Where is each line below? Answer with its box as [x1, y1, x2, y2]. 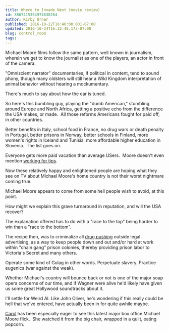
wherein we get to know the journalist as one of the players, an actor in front [5, 55, 164, 61]
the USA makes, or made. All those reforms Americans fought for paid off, [5, 111, 160, 117]
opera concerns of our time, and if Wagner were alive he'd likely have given [5, 280, 162, 286]
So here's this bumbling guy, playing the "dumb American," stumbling [5, 100, 150, 106]
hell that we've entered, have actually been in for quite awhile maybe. [5, 301, 150, 307]
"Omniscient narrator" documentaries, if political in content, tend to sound [5, 70, 159, 76]
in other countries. [5, 116, 44, 122]
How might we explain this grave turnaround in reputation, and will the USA [5, 203, 161, 209]
